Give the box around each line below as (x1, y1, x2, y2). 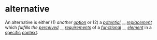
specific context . (5, 29, 39, 35)
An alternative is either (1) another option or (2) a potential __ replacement (5, 19, 152, 25)
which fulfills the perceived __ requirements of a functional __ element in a (5, 24, 152, 30)
